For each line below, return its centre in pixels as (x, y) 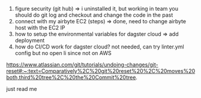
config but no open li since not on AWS (63, 53)
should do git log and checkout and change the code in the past (94, 15)
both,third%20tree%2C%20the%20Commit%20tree (71, 77)
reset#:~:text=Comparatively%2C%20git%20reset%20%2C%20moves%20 (101, 71)
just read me (22, 89)
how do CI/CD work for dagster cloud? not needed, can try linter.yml (99, 47)
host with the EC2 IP (40, 27)
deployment (30, 40)
